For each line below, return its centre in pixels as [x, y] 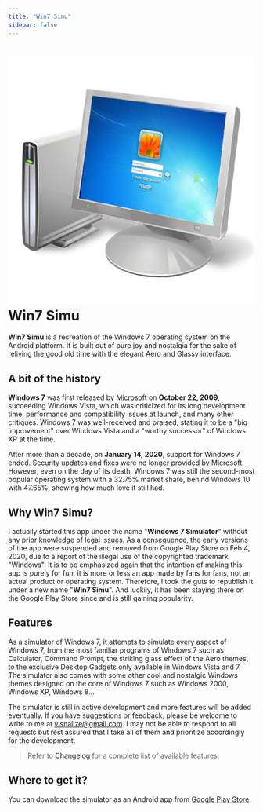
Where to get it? [48, 780]
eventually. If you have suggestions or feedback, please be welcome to [122, 715]
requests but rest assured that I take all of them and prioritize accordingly [126, 732]
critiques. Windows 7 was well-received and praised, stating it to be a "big [128, 422]
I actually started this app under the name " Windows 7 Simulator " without [128, 532]
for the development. [42, 740]
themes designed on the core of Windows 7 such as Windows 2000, [118, 683]
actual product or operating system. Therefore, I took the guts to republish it [131, 582]
